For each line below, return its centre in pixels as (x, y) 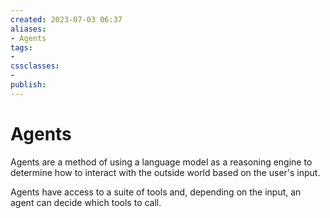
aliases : (28, 29)
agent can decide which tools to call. (86, 202)
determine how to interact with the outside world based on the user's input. (165, 172)
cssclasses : (35, 66)
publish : (28, 85)
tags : (21, 47)
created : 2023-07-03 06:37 (66, 19)
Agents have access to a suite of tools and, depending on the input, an (156, 192)
